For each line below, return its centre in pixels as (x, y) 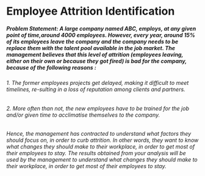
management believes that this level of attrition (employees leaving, (95, 54)
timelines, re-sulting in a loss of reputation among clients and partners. (96, 89)
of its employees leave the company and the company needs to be (92, 42)
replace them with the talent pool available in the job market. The (91, 48)
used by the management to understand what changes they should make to (102, 159)
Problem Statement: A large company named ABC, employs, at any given (101, 28)
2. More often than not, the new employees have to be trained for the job (98, 108)
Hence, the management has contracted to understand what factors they (99, 134)
